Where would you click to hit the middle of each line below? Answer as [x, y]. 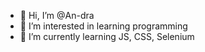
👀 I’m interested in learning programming [103, 26]
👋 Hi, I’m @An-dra [57, 15]
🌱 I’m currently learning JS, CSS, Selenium [107, 36]
